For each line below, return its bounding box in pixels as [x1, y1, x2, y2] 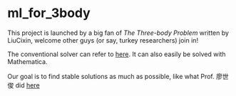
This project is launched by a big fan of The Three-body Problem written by [7, 28, 230, 37]
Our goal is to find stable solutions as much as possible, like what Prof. [7, 72, 215, 80]
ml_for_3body [7, 5, 91, 21]
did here [15, 80, 41, 90]
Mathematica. [7, 57, 48, 65]
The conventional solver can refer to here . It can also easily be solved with [7, 50, 226, 58]
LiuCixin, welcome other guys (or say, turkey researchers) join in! [7, 36, 198, 44]
